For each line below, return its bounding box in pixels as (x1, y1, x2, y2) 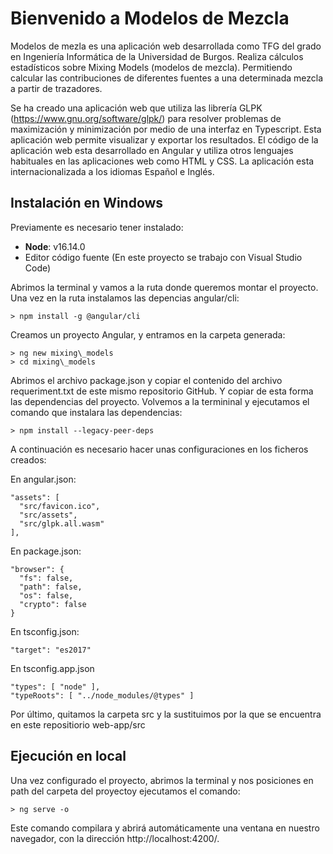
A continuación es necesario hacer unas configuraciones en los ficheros (10, 443, 309, 455)
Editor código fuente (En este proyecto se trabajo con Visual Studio (24, 251, 303, 263)
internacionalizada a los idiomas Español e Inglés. (10, 165, 215, 177)
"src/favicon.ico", (19, 501, 101, 511)
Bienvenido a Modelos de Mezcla (10, 7, 290, 30)
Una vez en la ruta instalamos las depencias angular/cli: (10, 292, 240, 304)
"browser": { (10, 564, 65, 574)
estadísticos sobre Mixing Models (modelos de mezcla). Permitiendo (10, 61, 293, 73)
